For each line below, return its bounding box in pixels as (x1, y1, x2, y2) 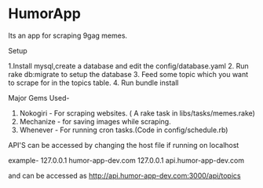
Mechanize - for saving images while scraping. (19, 116, 171, 126)
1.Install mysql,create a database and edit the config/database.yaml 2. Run (8, 61, 249, 71)
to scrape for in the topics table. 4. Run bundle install (8, 78, 179, 87)
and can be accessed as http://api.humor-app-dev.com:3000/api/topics (8, 171, 241, 180)
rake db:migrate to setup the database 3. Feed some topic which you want (8, 69, 249, 79)
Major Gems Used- (8, 93, 70, 102)
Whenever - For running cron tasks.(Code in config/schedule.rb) (19, 125, 228, 135)
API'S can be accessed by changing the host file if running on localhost (8, 140, 239, 149)
